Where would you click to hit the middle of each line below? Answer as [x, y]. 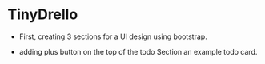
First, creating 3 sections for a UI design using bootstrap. [113, 36]
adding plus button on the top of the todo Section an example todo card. [138, 51]
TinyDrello [43, 15]
